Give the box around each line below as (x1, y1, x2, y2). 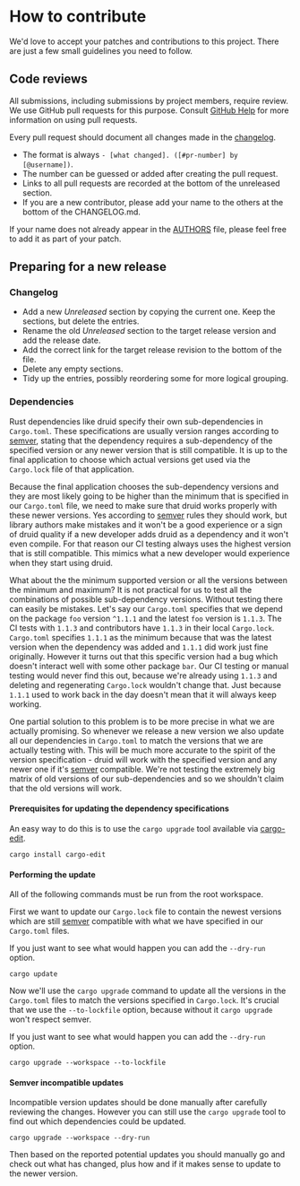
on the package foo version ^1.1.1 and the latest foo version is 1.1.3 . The (9, 613, 282, 624)
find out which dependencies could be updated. (9, 1116, 186, 1127)
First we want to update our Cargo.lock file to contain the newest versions (9, 906, 282, 917)
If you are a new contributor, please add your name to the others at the (21, 196, 284, 207)
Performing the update (9, 868, 96, 880)
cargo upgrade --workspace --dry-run (9, 1133, 150, 1143)
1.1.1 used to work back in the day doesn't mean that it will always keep (9, 689, 278, 700)
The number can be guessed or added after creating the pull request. (21, 168, 279, 179)
